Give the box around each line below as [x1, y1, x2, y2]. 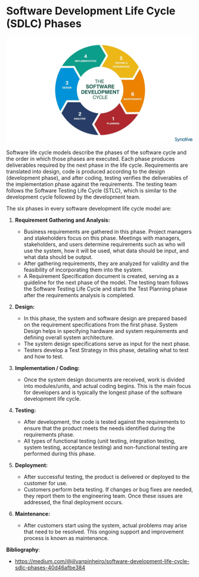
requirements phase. [23, 431, 74, 438]
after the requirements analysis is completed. [23, 291, 135, 298]
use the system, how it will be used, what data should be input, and [23, 247, 189, 254]
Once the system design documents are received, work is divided [23, 375, 185, 383]
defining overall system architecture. [23, 334, 114, 341]
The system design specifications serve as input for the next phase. [23, 340, 191, 347]
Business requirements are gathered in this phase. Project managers [23, 228, 192, 235]
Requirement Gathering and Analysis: [14, 216, 110, 224]
